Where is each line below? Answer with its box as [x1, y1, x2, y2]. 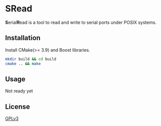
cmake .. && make [5, 61, 41, 66]
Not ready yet [5, 88, 33, 94]
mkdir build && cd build [5, 57, 56, 62]
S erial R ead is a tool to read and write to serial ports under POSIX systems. [5, 19, 157, 25]
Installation [5, 34, 41, 42]
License [5, 102, 30, 111]
